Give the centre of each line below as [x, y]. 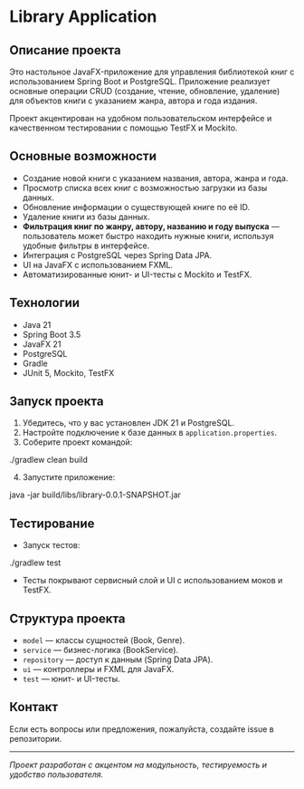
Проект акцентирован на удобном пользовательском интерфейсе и [141, 118]
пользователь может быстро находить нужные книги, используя [148, 236]
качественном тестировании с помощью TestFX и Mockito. [123, 128]
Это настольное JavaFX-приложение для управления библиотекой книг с [152, 72]
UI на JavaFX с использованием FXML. [98, 265]
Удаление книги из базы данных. [86, 216]
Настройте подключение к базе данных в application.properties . [150, 433]
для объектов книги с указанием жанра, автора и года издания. [133, 101]
